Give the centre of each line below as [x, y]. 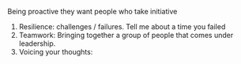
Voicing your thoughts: [56, 52]
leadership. [37, 43]
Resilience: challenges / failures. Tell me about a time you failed [122, 26]
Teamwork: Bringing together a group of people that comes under [126, 35]
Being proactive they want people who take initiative [92, 11]
